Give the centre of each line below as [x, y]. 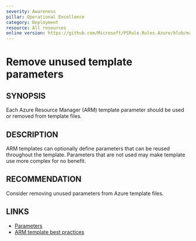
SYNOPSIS [26, 96]
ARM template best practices [49, 232]
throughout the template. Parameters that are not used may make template [96, 155]
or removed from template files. [44, 116]
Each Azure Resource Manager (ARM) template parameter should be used [95, 110]
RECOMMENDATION [44, 179]
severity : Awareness [31, 11]
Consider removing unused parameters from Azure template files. [85, 193]
